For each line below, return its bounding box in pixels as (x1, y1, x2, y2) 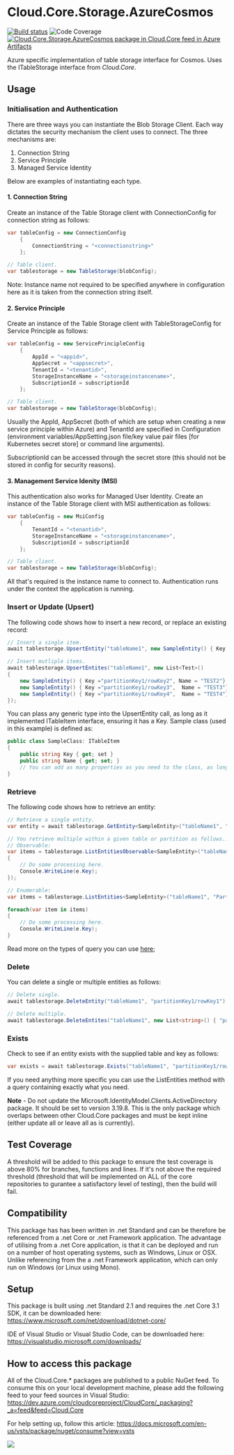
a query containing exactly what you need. (7, 1083, 130, 1091)
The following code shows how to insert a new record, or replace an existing (7, 618, 227, 626)
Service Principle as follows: (7, 327, 88, 335)
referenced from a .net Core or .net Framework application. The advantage (7, 1233, 221, 1241)
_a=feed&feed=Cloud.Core (7, 1406, 84, 1415)
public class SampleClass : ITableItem (7, 738, 120, 745)
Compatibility (7, 1207, 68, 1219)
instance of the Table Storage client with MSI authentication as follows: (7, 500, 211, 508)
